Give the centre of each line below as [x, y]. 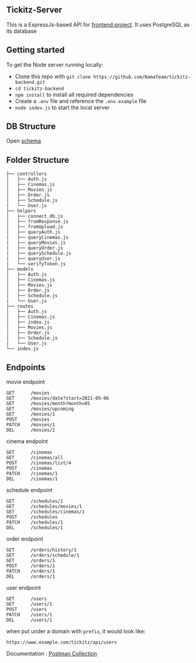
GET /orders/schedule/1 [43, 556]
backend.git [30, 82]
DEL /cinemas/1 [32, 479]
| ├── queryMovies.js [36, 243]
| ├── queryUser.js [33, 259]
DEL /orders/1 [31, 577]
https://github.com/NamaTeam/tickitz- [142, 77]
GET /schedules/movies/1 [44, 507]
